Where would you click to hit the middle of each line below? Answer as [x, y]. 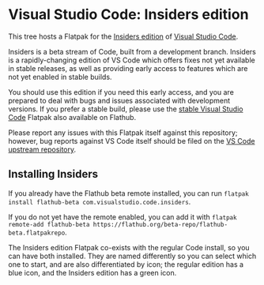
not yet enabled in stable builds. [60, 77]
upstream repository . [42, 149]
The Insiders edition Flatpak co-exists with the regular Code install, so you [129, 247]
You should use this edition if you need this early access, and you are [121, 92]
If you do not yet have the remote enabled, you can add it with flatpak [123, 217]
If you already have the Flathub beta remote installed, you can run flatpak [128, 193]
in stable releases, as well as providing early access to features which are [128, 68]
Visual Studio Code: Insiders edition [128, 15]
